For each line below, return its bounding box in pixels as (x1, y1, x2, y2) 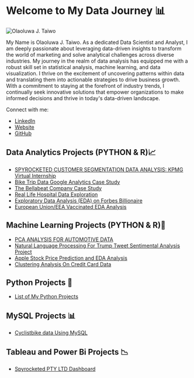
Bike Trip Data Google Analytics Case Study (14, 178, 120, 185)
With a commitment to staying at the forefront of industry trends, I (6, 82, 165, 89)
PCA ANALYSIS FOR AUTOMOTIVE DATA (14, 236, 114, 243)
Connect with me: (6, 106, 49, 113)
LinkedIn (14, 117, 36, 124)
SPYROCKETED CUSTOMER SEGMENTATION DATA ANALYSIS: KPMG (14, 166, 183, 173)
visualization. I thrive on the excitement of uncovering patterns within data (6, 70, 185, 77)
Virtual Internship (14, 172, 57, 179)
